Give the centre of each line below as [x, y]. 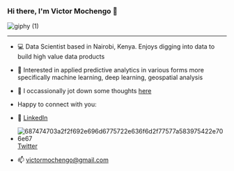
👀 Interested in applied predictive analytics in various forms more [110, 70]
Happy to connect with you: [57, 104]
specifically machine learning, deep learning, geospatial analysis [110, 78]
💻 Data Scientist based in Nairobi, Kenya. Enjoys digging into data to [116, 47]
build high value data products [61, 57]
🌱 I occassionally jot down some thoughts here [84, 91]
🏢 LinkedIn [32, 118]
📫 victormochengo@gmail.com [63, 160]
